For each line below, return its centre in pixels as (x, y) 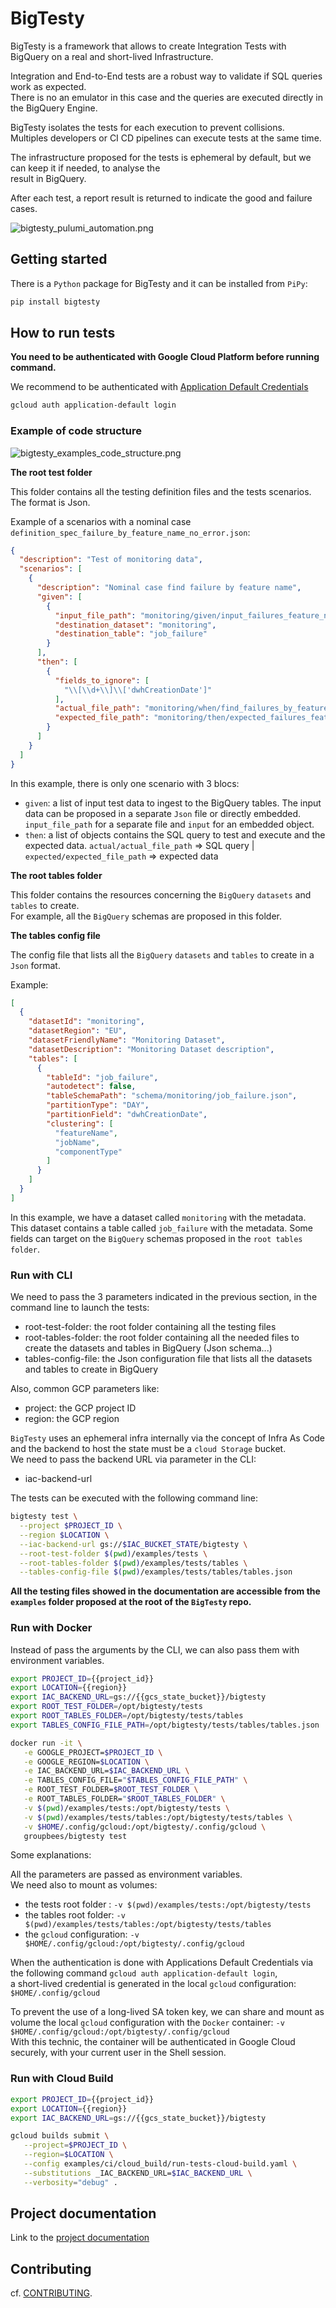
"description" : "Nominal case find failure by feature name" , (169, 588)
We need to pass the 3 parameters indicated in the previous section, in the (164, 1297)
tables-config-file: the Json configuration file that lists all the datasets (168, 1359)
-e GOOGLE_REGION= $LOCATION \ (86, 1762)
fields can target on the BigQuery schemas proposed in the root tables (156, 1238)
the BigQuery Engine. (54, 108)
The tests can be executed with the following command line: (134, 1498)
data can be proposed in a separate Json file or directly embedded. (163, 813)
